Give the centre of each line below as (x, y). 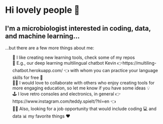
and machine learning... (42, 36)
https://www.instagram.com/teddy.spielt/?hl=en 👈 (64, 101)
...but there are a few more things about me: (50, 48)
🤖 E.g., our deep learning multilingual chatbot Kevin (64, 63)
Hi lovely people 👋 (43, 10)
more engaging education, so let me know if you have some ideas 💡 (81, 88)
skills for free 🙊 (28, 78)
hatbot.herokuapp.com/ (37, 70)
